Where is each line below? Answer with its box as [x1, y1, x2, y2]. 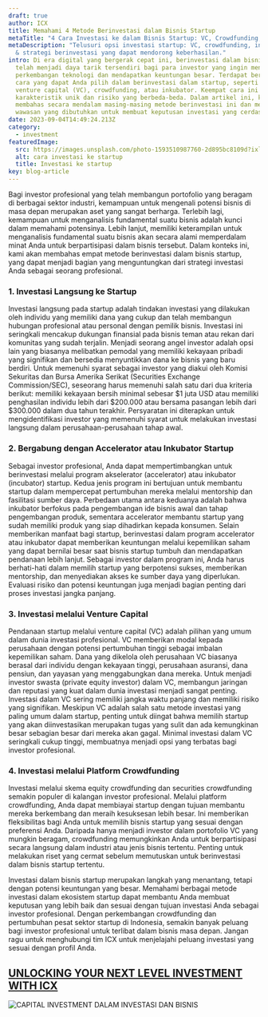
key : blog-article [8, 168, 69, 176]
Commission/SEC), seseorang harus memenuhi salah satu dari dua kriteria [8, 380, 253, 390]
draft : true [8, 11, 48, 20]
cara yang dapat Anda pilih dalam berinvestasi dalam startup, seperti [15, 78, 259, 86]
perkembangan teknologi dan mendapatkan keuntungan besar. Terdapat [15, 71, 248, 79]
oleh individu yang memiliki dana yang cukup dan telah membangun [8, 312, 232, 322]
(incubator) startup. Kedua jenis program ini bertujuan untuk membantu [8, 478, 242, 487]
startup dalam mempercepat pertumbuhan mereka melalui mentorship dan [8, 487, 253, 496]
